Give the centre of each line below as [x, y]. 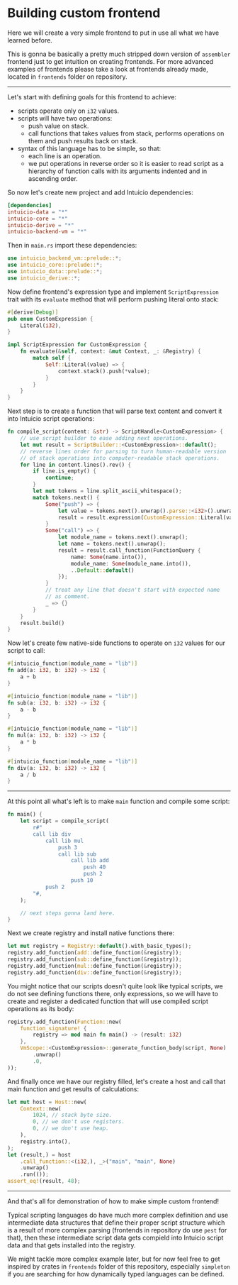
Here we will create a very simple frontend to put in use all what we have [113, 33]
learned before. [30, 40]
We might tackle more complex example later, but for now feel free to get [114, 1259]
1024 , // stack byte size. [73, 1115]
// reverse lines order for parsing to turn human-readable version [123, 451]
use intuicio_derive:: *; [44, 278]
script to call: [26, 651]
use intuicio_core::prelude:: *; [55, 265]
